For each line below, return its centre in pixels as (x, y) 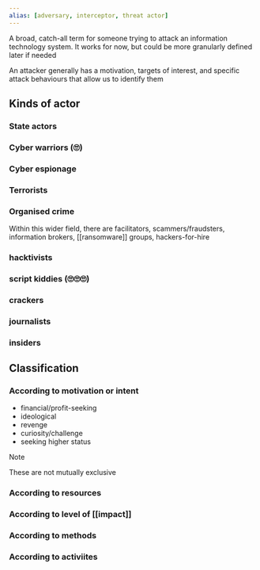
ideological (38, 416)
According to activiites (53, 557)
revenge (34, 425)
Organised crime (41, 211)
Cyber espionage (43, 169)
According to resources (55, 493)
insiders (25, 342)
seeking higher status (56, 442)
